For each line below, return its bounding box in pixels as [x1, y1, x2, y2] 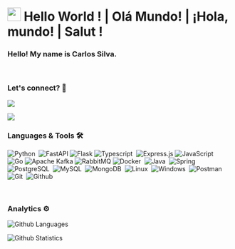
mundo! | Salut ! [7, 24, 103, 40]
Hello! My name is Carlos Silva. [7, 49, 117, 59]
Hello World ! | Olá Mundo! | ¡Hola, [23, 9, 229, 25]
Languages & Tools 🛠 [7, 131, 84, 141]
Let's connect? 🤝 [7, 83, 67, 93]
